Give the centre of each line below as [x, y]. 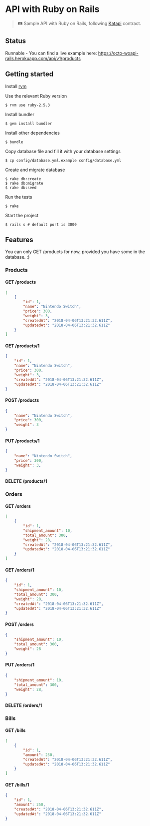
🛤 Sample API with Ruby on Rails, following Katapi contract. [79, 23]
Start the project [22, 215]
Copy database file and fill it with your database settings [63, 151]
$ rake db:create [23, 179]
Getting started [29, 74]
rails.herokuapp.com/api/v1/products [43, 58]
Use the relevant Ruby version [36, 96]
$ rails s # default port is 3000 [41, 224]
